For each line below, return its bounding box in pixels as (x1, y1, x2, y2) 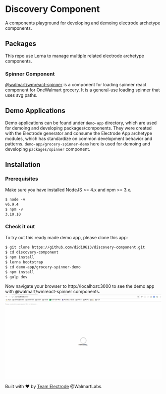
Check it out (5, 223, 35, 230)
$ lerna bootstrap (5, 260, 43, 264)
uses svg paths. (5, 92, 38, 98)
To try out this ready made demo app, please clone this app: (5, 234, 128, 240)
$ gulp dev (5, 274, 28, 279)
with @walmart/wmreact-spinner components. (5, 288, 101, 294)
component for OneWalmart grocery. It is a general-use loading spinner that (5, 87, 160, 93)
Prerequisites (5, 175, 38, 182)
